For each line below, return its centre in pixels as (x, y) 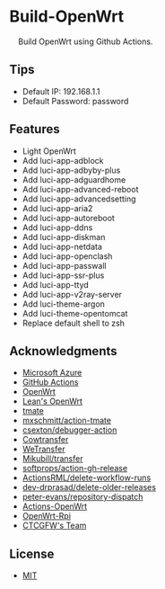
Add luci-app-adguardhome (74, 179)
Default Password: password (75, 101)
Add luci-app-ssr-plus (63, 275)
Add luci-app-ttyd (56, 284)
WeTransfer (43, 449)
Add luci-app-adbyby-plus (71, 170)
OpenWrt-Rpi (47, 516)
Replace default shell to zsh (74, 323)
